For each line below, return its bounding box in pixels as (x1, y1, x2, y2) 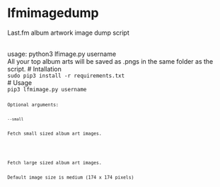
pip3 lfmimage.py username (7, 86, 87, 93)
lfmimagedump (7, 5, 99, 21)
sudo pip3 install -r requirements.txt (7, 72, 125, 79)
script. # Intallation (7, 64, 62, 73)
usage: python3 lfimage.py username (7, 50, 117, 58)
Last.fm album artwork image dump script (7, 28, 129, 37)
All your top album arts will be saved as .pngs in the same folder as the (7, 57, 214, 65)
